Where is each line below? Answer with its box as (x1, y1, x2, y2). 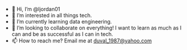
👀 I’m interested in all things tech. (11, 12, 92, 19)
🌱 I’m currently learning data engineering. (11, 18, 113, 25)
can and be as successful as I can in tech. (11, 31, 113, 38)
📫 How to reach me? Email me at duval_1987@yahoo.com (11, 37, 152, 44)
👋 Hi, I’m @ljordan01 (11, 6, 60, 12)
